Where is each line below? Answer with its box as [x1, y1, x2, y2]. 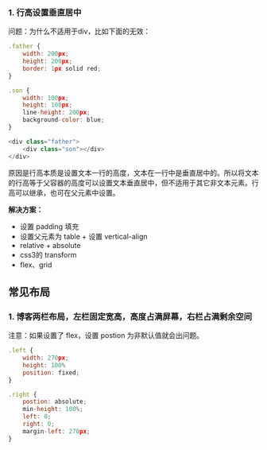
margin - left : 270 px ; [22, 427, 91, 435]
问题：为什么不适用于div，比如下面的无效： [8, 26, 151, 37]
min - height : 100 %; [22, 405, 83, 413]
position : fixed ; [22, 368, 80, 377]
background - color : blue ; [22, 116, 105, 124]
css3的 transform [19, 250, 77, 259]
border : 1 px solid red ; [22, 64, 102, 72]
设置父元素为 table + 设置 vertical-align [19, 231, 148, 241]
